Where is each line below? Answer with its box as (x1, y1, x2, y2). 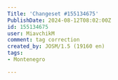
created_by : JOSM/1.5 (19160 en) (7, 43, 105, 50)
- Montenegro (7, 56, 46, 63)
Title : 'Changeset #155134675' (7, 10, 99, 18)
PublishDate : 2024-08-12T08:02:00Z (7, 17, 112, 24)
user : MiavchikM (7, 29, 55, 37)
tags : (7, 50, 23, 57)
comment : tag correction (7, 36, 80, 44)
